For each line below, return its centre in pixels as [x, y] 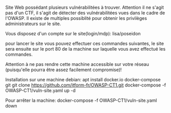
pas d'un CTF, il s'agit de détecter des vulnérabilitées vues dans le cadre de [85, 13]
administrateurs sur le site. [33, 24]
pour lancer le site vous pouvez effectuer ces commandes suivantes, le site [85, 43]
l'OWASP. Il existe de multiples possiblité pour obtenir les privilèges [76, 18]
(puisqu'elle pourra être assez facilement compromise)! [64, 70]
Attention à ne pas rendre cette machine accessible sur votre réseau [77, 64]
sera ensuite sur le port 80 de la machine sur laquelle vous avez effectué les [86, 49]
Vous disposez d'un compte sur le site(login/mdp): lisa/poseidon [73, 33]
